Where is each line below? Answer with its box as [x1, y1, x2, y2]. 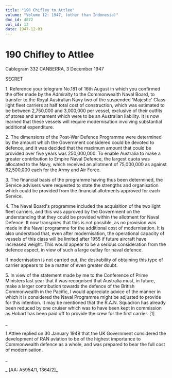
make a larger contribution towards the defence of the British [5, 283, 135, 290]
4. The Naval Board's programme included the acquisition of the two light [5, 203, 161, 209]
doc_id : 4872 [5, 17, 33, 22]
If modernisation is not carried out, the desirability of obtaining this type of [5, 257, 163, 263]
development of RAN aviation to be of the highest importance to [5, 336, 141, 342]
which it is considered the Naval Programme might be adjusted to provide [5, 294, 161, 300]
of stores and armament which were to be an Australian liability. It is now [5, 113, 160, 119]
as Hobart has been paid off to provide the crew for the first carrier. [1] [5, 311, 155, 317]
